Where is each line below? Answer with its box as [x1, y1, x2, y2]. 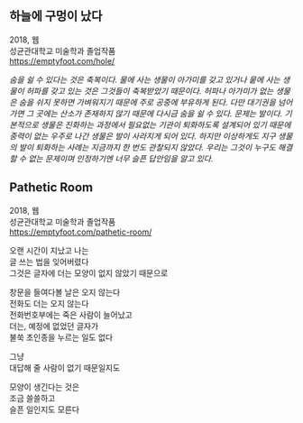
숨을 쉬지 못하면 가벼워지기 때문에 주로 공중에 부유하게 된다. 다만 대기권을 [18, 97, 277, 107]
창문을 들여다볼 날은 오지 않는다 [9, 287, 121, 298]
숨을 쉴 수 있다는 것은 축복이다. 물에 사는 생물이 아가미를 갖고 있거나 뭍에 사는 [9, 74, 281, 85]
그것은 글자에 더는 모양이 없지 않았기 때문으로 [9, 267, 169, 278]
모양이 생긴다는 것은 [9, 382, 79, 392]
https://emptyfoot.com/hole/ [9, 55, 115, 66]
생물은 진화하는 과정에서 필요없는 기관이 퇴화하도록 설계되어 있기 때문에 [40, 119, 291, 130]
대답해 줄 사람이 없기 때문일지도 [9, 362, 121, 372]
